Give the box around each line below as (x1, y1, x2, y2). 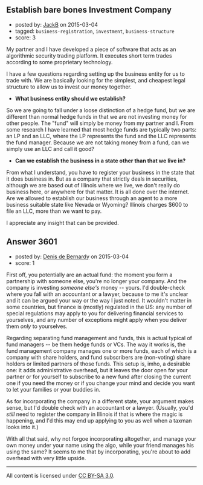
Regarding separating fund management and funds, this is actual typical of (6, 334, 192, 341)
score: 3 (14, 33, 36, 41)
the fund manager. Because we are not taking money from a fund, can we (6, 139, 190, 146)
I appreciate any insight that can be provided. (6, 219, 119, 226)
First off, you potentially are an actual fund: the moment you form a (6, 271, 173, 278)
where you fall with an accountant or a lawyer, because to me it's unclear (6, 290, 188, 298)
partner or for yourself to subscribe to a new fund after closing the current (6, 373, 192, 380)
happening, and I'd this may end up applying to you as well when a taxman (6, 416, 192, 424)
